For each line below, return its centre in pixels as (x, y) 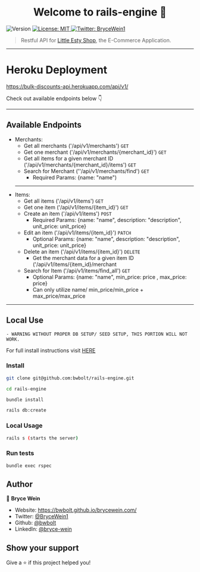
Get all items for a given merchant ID (68, 158)
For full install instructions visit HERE (51, 350)
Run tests (20, 453)
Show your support (43, 548)
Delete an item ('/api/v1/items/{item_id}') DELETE (82, 251)
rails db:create (26, 410)
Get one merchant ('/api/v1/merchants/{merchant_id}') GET (95, 152)
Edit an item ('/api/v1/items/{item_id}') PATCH (77, 233)
